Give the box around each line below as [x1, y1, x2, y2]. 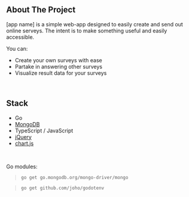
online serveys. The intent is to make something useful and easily [6, 27, 167, 34]
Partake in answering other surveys [14, 63, 103, 70]
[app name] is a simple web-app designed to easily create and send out [6, 20, 184, 28]
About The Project [6, 5, 76, 15]
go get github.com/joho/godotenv [20, 185, 105, 191]
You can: [6, 45, 28, 52]
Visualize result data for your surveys [14, 69, 107, 77]
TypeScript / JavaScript [14, 127, 74, 134]
